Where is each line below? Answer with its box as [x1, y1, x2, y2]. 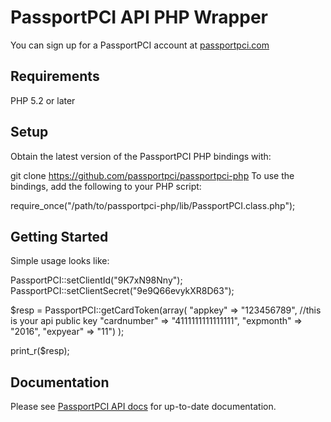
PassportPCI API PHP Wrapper [10, 6, 268, 29]
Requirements [10, 68, 100, 85]
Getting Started [10, 228, 109, 245]
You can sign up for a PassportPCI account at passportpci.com [10, 39, 270, 51]
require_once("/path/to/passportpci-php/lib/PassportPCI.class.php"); [10, 199, 296, 211]
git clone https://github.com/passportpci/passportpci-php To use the [10, 169, 295, 181]
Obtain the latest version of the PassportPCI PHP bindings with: [10, 150, 272, 162]
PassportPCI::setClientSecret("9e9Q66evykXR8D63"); [10, 285, 235, 297]
